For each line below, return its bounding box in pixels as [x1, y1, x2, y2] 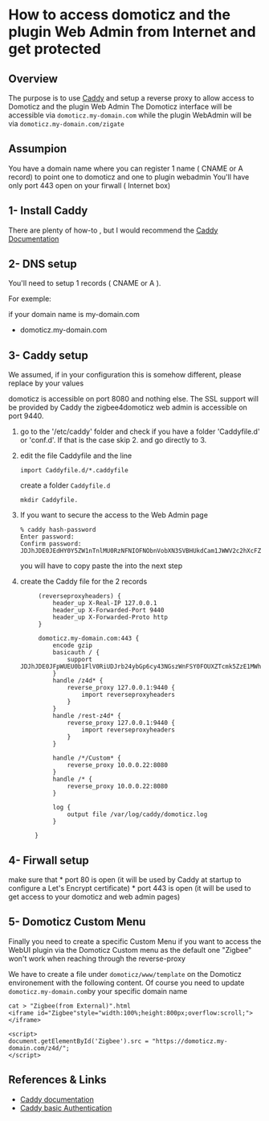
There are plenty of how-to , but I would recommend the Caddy [8, 225, 218, 235]
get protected [8, 40, 102, 58]
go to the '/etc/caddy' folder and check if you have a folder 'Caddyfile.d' [19, 427, 260, 436]
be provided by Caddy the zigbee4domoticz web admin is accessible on [8, 402, 247, 412]
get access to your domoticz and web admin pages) [8, 892, 181, 902]
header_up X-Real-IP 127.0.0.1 [52, 600, 157, 608]
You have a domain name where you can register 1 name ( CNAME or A [8, 163, 243, 173]
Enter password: [19, 533, 75, 541]
